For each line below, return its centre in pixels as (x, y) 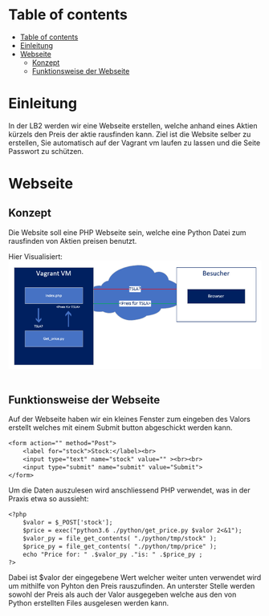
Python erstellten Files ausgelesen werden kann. (89, 603)
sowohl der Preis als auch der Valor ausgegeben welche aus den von (122, 594)
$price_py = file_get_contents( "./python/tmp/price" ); (120, 547)
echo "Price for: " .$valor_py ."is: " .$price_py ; (113, 555)
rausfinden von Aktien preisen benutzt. (73, 241)
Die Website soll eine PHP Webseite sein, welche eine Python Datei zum (127, 232)
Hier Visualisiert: (35, 256)
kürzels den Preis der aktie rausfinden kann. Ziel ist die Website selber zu (130, 134)
